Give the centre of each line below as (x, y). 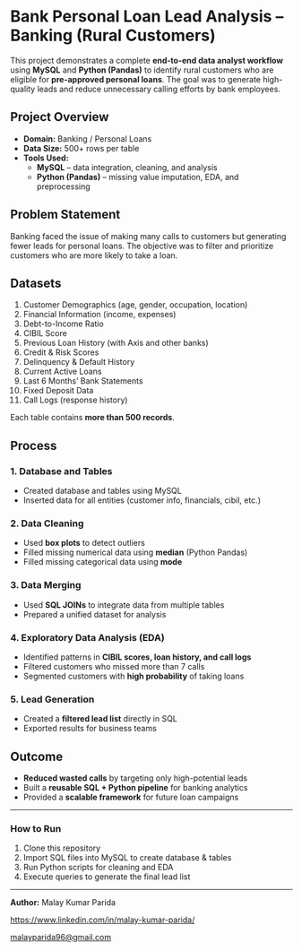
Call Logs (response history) (75, 400)
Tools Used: (46, 158)
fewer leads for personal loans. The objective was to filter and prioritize (142, 246)
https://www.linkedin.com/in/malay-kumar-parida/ (103, 920)
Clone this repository (62, 848)
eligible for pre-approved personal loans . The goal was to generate (136, 79)
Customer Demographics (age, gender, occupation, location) (135, 305)
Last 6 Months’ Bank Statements (83, 381)
